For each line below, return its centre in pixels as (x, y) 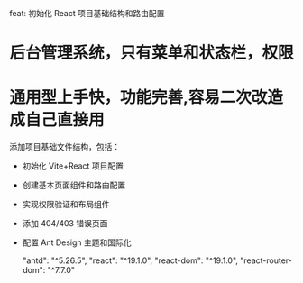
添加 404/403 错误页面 (65, 224)
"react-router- (266, 260)
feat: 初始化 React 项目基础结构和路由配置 (87, 13)
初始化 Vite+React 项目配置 (73, 166)
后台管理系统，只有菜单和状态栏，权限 (152, 53)
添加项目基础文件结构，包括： (64, 147)
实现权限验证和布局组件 (66, 205)
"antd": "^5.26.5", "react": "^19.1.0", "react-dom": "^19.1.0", (130, 260)
